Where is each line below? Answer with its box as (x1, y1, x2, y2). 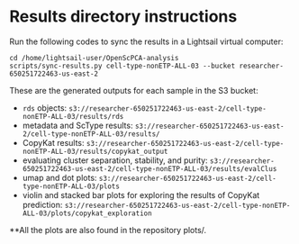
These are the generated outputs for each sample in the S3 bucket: (9, 85, 258, 95)
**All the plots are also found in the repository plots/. (9, 224, 207, 235)
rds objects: (22, 102, 68, 113)
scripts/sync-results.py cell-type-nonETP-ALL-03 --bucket (9, 61, 236, 70)
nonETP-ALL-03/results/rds (22, 112, 124, 121)
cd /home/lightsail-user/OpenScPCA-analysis (9, 53, 179, 62)
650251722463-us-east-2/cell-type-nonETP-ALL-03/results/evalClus (22, 164, 277, 173)
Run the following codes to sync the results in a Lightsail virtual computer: (9, 36, 284, 47)
